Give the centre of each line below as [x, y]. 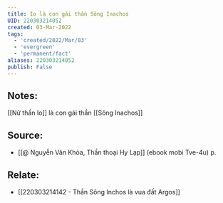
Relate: [23, 175]
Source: [25, 135]
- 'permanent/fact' [43, 54]
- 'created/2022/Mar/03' [51, 41]
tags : [15, 34]
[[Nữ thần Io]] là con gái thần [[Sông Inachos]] [75, 113]
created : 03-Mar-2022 [40, 27]
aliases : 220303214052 [41, 61]
